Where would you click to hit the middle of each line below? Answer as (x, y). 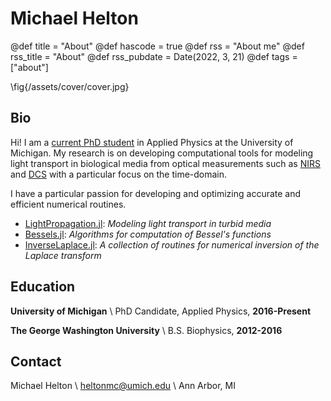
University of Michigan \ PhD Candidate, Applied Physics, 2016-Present (161, 311)
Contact (36, 361)
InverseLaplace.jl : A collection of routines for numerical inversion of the (172, 244)
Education (43, 287)
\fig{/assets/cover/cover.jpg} (70, 86)
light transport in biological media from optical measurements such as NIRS (165, 163)
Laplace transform (63, 255)
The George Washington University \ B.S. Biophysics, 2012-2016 (146, 330)
